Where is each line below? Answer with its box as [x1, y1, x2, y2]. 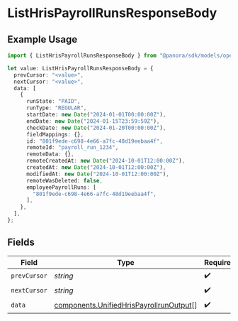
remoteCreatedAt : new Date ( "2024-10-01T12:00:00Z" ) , [25, 158, 186, 165]
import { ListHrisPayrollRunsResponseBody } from [7, 52, 157, 59]
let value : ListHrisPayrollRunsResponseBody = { [7, 65, 154, 72]
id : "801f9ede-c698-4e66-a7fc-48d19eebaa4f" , [25, 137, 163, 145]
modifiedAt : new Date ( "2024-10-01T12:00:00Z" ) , [25, 170, 170, 178]
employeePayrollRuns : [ [25, 183, 97, 191]
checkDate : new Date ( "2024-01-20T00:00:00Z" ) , [25, 124, 166, 131]
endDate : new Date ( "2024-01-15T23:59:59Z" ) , [25, 117, 160, 125]
